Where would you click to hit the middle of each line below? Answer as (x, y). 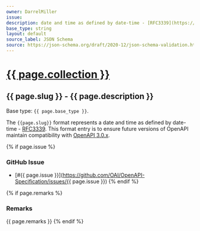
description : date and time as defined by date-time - (76, 23)
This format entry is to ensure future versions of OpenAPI (118, 128)
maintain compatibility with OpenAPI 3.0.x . (58, 135)
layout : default (26, 34)
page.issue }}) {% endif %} (105, 181)
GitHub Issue (25, 162)
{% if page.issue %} (31, 146)
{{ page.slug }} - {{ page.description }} (80, 96)
